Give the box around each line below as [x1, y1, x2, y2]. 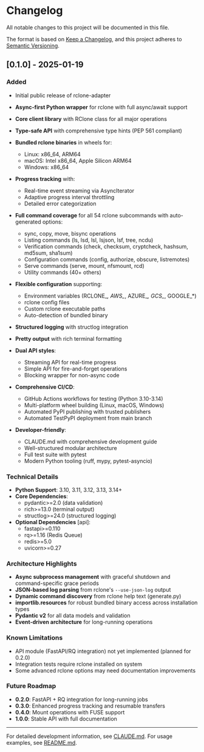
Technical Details [6, 472, 59, 480]
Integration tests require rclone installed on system [15, 660, 143, 668]
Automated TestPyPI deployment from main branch [24, 414, 152, 422]
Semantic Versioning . [6, 42, 59, 49]
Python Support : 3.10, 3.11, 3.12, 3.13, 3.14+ [15, 486, 123, 493]
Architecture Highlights [6, 559, 77, 568]
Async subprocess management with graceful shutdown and [15, 573, 171, 581]
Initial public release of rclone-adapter [15, 92, 111, 99]
